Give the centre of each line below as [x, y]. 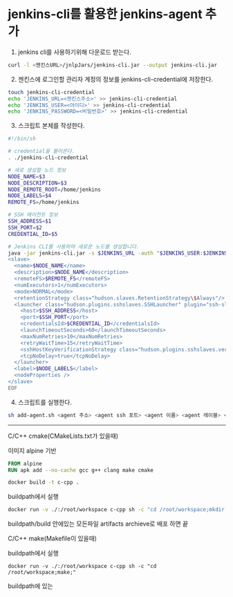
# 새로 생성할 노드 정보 [37, 170]
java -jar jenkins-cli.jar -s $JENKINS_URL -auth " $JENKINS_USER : [105, 253]
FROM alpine [25, 463]
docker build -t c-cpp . [44, 483]
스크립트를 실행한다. [45, 402]
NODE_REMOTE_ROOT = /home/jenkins [54, 190]
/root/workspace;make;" [42, 572]
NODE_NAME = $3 [27, 176]
